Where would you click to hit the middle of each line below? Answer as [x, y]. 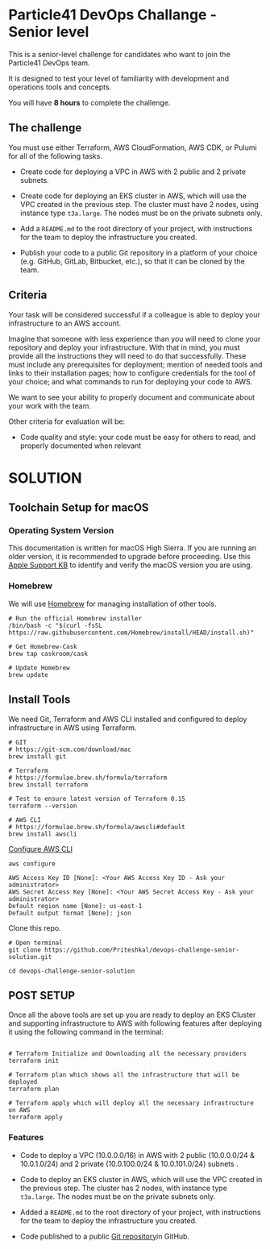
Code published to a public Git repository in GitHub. [105, 1236]
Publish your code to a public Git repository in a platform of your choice [139, 252]
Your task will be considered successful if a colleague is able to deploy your [134, 314]
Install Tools [39, 700]
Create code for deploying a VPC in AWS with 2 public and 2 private [133, 172]
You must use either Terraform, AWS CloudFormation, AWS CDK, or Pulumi [133, 147]
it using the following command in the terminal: [86, 1032]
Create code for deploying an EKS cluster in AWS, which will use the [133, 196]
